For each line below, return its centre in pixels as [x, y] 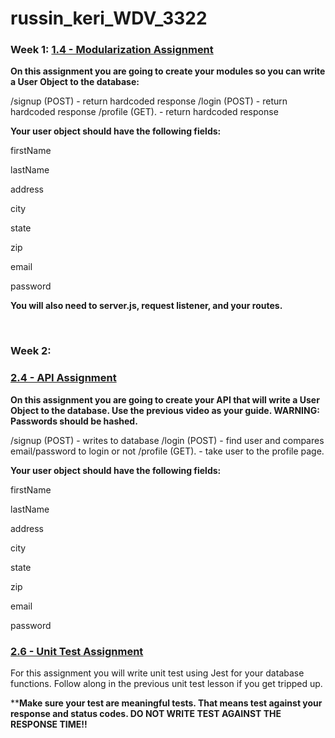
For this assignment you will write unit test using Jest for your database [157, 673]
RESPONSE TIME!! [49, 724]
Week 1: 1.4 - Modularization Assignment [112, 50]
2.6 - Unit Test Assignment [77, 651]
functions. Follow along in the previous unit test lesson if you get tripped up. [166, 683]
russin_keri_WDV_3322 [109, 18]
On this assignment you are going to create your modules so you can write [168, 71]
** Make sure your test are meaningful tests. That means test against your [166, 703]
